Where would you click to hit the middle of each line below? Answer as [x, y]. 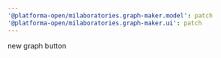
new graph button [37, 45]
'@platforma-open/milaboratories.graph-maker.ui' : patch [105, 23]
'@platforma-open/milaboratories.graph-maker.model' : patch [110, 15]
